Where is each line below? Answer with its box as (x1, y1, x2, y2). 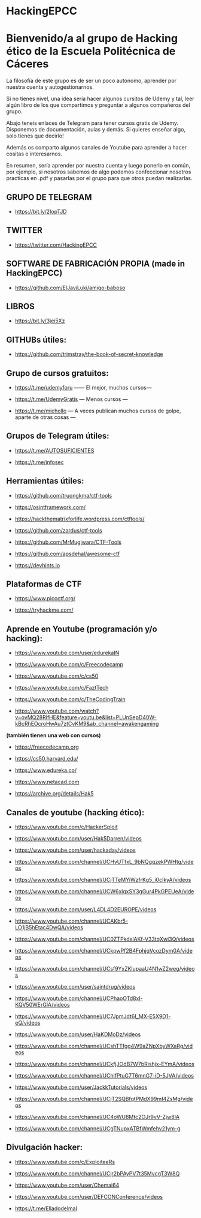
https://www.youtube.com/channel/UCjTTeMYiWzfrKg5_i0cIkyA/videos (14, 876, 191, 884)
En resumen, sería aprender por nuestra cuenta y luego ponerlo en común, (6, 162, 191, 169)
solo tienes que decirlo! (6, 132, 64, 139)
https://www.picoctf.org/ (14, 595, 76, 602)
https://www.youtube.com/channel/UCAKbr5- (14, 917, 129, 925)
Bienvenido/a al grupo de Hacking (6, 32, 178, 46)
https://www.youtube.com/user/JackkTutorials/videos (14, 1084, 148, 1091)
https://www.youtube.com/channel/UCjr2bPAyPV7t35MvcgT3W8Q (14, 1169, 180, 1177)
